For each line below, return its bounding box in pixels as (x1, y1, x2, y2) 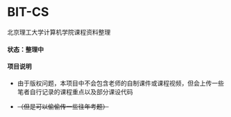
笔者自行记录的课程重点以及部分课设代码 (17, 87, 133, 96)
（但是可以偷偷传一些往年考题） (17, 102, 109, 111)
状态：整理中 (7, 45, 44, 53)
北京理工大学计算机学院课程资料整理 (7, 28, 111, 36)
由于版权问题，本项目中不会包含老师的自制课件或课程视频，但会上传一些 (17, 79, 224, 87)
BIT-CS (7, 4, 49, 20)
